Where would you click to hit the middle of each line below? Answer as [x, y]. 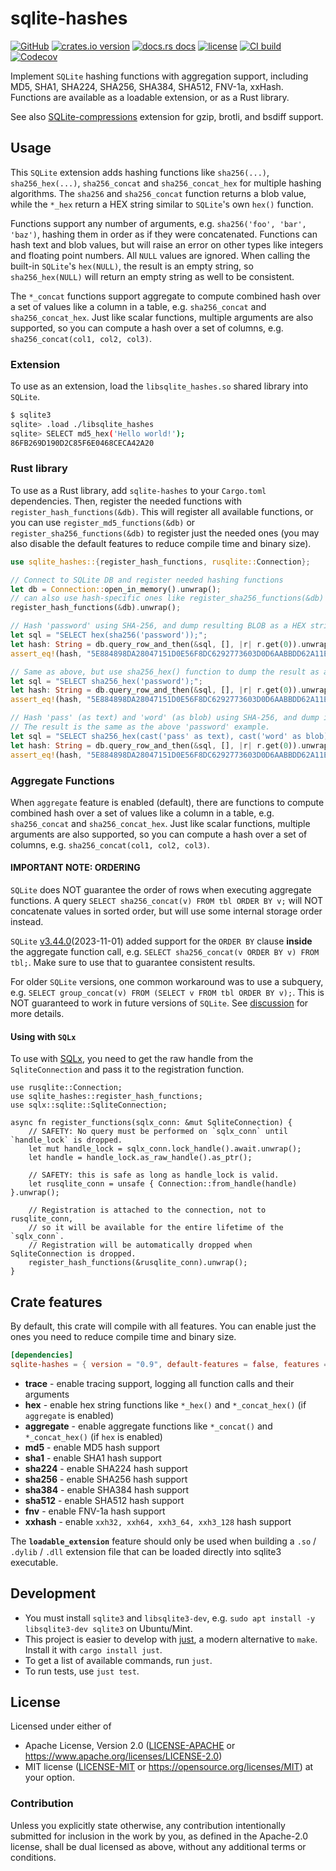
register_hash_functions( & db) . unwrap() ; [96, 608]
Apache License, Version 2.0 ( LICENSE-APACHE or [130, 1746]
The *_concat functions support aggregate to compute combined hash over [166, 296]
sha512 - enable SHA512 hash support [104, 1500]
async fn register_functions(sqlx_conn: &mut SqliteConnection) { [151, 1123]
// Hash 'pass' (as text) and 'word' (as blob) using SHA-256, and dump [165, 718]
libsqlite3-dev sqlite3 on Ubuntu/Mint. [108, 1628]
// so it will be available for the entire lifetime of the [156, 1228]
